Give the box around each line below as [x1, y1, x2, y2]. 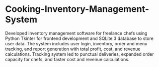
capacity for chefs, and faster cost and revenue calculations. [5, 56, 130, 62]
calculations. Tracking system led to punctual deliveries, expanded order [5, 51, 154, 57]
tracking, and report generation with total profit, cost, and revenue [5, 46, 141, 52]
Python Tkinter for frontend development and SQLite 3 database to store [5, 35, 154, 41]
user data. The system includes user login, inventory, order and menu [5, 40, 148, 46]
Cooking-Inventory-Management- [5, 3, 150, 15]
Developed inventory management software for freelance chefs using [5, 30, 148, 36]
